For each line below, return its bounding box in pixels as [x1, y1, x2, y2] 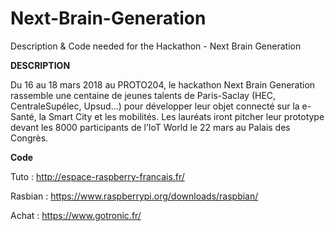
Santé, [10, 110, 37, 122]
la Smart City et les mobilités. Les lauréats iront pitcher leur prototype [38, 110, 325, 122]
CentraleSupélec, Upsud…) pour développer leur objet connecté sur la [10, 100, 300, 112]
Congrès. [10, 132, 49, 144]
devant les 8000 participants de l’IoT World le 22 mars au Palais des [10, 121, 291, 133]
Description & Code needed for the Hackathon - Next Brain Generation [10, 40, 302, 52]
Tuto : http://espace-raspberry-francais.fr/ [10, 170, 185, 182]
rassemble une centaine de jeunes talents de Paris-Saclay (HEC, [10, 89, 277, 101]
